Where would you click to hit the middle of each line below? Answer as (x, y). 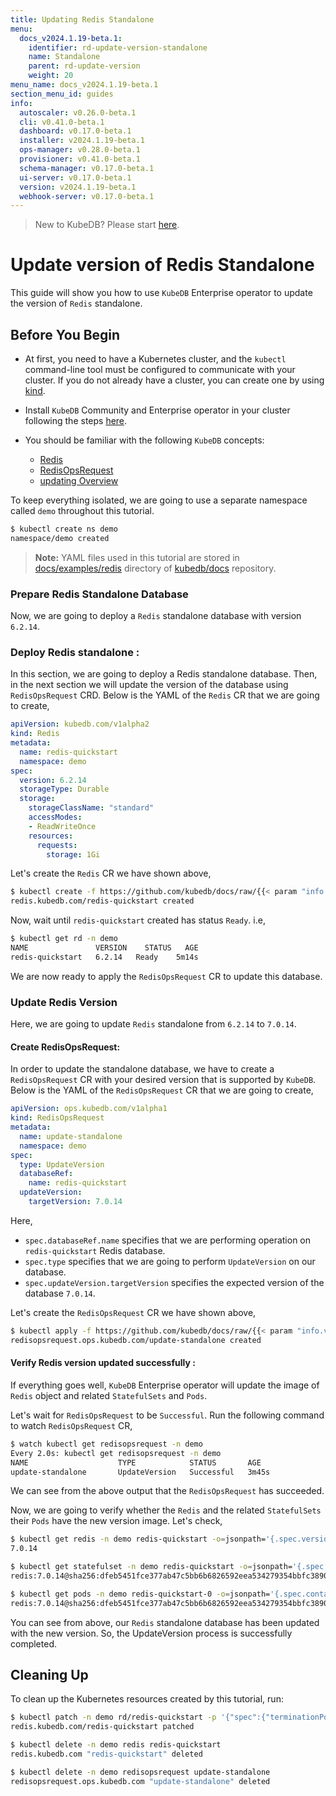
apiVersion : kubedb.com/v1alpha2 (80, 724)
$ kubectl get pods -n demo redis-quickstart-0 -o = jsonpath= (140, 1594)
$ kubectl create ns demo (64, 529)
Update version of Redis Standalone (162, 265)
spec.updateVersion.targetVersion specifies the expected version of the (174, 1282)
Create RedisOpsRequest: (65, 1047)
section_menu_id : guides (62, 94)
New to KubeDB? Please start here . (107, 225)
